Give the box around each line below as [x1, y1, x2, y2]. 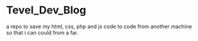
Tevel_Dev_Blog [6, 4, 86, 17]
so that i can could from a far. [6, 29, 79, 36]
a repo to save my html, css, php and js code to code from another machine [6, 23, 192, 30]
